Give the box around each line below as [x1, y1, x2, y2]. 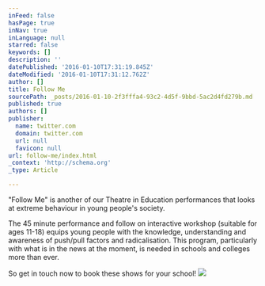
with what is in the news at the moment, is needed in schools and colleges [8, 244, 251, 254]
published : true [8, 100, 62, 108]
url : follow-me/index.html [8, 151, 97, 159]
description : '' [8, 56, 62, 64]
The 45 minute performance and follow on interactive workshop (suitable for [8, 219, 258, 228]
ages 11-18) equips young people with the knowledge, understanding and [8, 227, 247, 236]
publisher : [8, 115, 44, 123]
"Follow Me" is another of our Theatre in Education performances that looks [8, 195, 256, 204]
